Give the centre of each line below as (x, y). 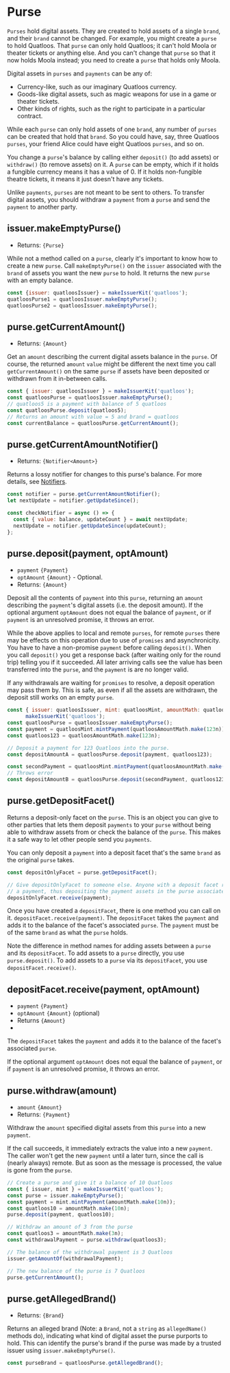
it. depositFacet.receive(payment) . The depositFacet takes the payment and (113, 918)
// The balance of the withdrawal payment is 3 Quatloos (90, 1252)
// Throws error (30, 773)
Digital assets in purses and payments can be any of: (80, 73)
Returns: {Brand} (40, 1315)
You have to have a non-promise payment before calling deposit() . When (109, 648)
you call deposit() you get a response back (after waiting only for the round (114, 655)
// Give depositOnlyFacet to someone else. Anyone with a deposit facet (113, 885)
